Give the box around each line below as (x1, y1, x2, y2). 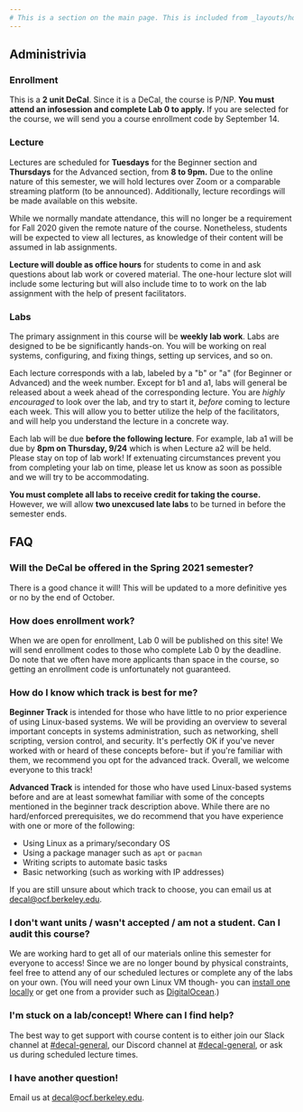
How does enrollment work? (9, 614, 135, 627)
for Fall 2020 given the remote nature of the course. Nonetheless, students (9, 222, 288, 233)
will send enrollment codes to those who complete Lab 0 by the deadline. (9, 644, 281, 655)
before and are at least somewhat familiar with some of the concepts (9, 792, 265, 803)
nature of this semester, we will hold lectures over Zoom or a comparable (9, 175, 281, 186)
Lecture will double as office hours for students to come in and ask (9, 259, 262, 269)
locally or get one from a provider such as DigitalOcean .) (9, 986, 220, 997)
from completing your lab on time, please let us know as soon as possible (9, 462, 282, 473)
